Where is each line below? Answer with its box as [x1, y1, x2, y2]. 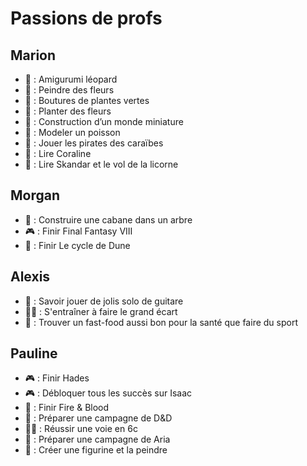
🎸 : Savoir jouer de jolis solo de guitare [24, 295, 184, 307]
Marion [10, 47, 57, 64]
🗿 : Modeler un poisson [24, 127, 121, 138]
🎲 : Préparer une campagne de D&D [24, 412, 173, 424]
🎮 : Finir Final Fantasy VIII [24, 225, 133, 237]
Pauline [10, 345, 58, 362]
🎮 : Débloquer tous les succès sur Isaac [24, 387, 193, 399]
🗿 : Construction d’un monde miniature [24, 116, 184, 127]
